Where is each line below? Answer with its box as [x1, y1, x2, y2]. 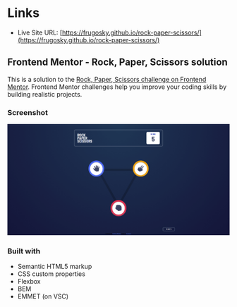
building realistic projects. [7, 90, 83, 98]
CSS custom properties [17, 270, 86, 278]
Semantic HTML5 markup [17, 263, 92, 271]
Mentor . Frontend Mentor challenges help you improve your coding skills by [7, 83, 227, 91]
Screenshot [7, 107, 48, 117]
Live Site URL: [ [17, 28, 63, 37]
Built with [7, 246, 41, 255]
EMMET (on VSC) [17, 292, 69, 301]
